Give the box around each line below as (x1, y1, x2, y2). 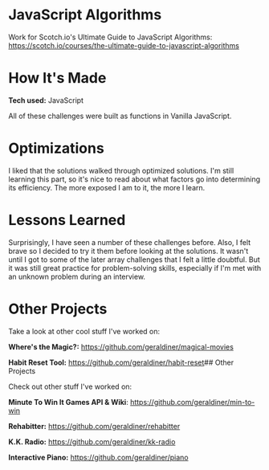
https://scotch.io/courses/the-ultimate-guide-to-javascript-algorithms (8, 40, 239, 50)
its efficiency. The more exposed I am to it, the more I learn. (8, 182, 206, 192)
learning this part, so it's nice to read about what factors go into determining (8, 174, 261, 184)
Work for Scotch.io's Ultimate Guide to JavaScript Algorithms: (8, 32, 213, 42)
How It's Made (8, 69, 107, 88)
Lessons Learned (8, 211, 126, 229)
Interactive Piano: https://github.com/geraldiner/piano (8, 452, 189, 462)
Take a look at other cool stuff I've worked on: (8, 326, 161, 336)
